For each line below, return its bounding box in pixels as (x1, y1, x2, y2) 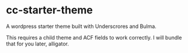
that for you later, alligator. (6, 40, 69, 47)
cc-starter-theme (6, 3, 93, 17)
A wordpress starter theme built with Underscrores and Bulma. (6, 23, 156, 30)
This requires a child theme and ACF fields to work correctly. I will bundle (6, 34, 182, 41)
